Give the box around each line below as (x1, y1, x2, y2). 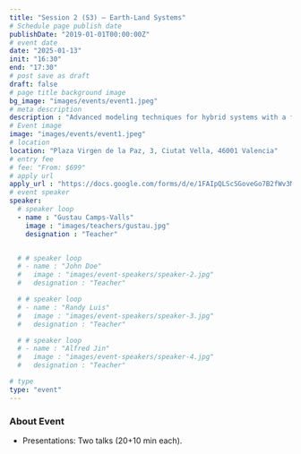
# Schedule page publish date (9, 21, 123, 30)
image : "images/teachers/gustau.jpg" (25, 221, 170, 230)
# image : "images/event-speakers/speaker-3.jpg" (17, 311, 215, 321)
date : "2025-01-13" (9, 47, 82, 56)
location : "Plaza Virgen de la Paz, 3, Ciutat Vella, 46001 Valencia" (9, 146, 279, 155)
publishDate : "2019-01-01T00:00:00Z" (9, 30, 150, 39)
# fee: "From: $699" (9, 163, 87, 172)
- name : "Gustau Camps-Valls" (17, 212, 134, 222)
